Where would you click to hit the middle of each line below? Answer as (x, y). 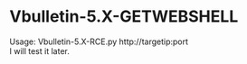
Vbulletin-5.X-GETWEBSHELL (124, 17)
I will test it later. (39, 50)
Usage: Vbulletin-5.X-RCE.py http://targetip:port (99, 41)
